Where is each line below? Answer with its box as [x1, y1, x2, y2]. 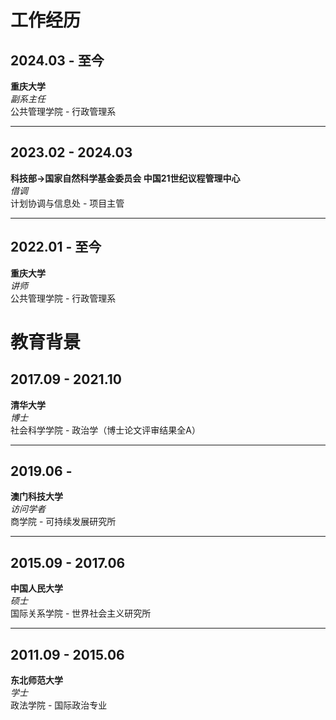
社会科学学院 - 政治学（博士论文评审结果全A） [10, 424, 201, 436]
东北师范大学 [10, 674, 63, 686]
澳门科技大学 [10, 491, 63, 503]
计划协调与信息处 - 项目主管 [10, 197, 125, 209]
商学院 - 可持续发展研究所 [10, 516, 117, 528]
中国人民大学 [10, 582, 63, 595]
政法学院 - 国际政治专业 [10, 699, 108, 711]
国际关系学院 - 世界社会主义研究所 [10, 607, 152, 620]
